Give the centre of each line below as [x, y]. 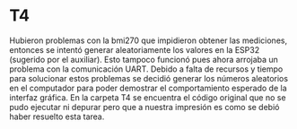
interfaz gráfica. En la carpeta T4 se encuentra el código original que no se [148, 97]
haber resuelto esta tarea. [57, 116]
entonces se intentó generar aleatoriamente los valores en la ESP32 [135, 49]
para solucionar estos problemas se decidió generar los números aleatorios [149, 78]
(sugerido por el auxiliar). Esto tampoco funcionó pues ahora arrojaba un [144, 59]
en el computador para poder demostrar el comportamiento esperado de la [148, 88]
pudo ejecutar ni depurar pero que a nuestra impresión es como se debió [144, 107]
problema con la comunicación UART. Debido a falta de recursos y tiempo [146, 69]
